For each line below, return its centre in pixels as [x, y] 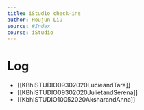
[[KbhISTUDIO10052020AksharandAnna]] [76, 100]
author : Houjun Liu [35, 20]
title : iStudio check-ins [44, 13]
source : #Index [29, 26]
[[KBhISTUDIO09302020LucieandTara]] [74, 85]
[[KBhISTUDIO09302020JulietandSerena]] [77, 92]
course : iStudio [30, 32]
